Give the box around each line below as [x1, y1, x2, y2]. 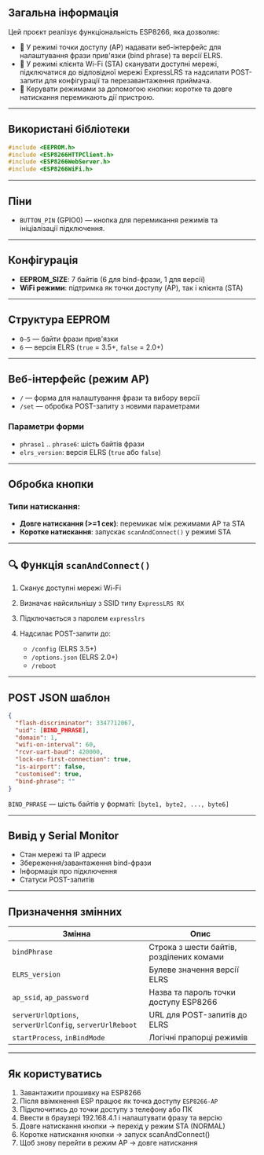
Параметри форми [8, 421, 85, 432]
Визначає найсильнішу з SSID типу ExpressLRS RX [19, 599, 185, 608]
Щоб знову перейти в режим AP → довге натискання [19, 1138, 198, 1148]
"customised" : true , [15, 770, 82, 778]
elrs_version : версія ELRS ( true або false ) [19, 447, 161, 456]
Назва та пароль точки [148, 987, 236, 998]
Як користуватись [8, 1067, 102, 1080]
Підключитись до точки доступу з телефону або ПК [19, 1105, 192, 1114]
